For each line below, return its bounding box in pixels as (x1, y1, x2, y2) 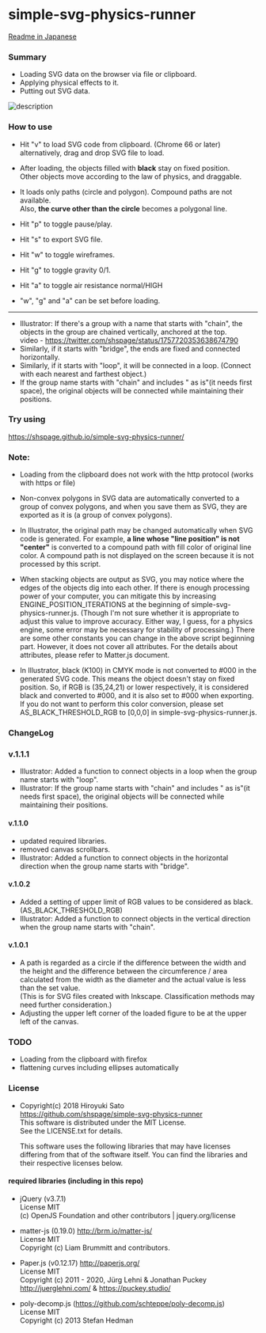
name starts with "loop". (19, 775, 99, 784)
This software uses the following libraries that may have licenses (19, 1141, 231, 1151)
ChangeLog (8, 727, 54, 739)
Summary (8, 51, 47, 63)
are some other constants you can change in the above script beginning (19, 633, 255, 643)
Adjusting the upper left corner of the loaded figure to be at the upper (19, 1008, 247, 1018)
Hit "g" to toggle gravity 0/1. (19, 265, 111, 275)
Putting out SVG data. (19, 86, 91, 96)
